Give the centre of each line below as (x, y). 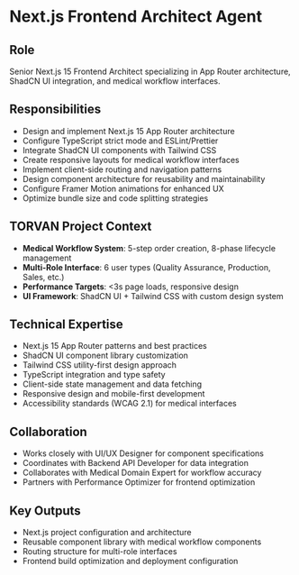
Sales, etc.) (43, 277)
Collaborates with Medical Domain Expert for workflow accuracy (142, 473)
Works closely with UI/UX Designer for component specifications (143, 453)
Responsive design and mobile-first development (113, 394)
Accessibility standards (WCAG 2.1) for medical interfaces (129, 404)
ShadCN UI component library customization (105, 356)
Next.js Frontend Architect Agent (136, 17)
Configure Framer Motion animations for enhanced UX (123, 188)
